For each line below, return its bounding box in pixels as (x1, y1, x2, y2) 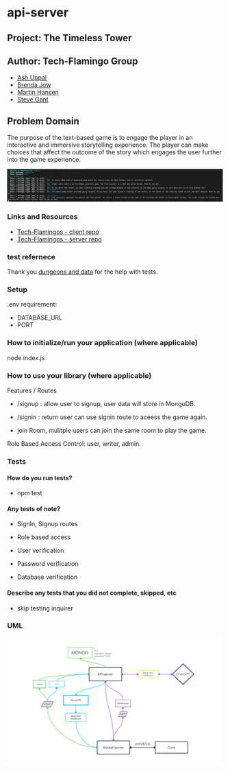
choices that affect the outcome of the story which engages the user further (7, 148, 222, 156)
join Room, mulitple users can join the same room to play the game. (16, 426, 207, 434)
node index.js (7, 353, 45, 361)
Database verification (16, 573, 78, 581)
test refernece (7, 252, 56, 261)
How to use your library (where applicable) (7, 370, 152, 380)
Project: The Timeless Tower (7, 32, 132, 44)
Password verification (16, 560, 79, 568)
